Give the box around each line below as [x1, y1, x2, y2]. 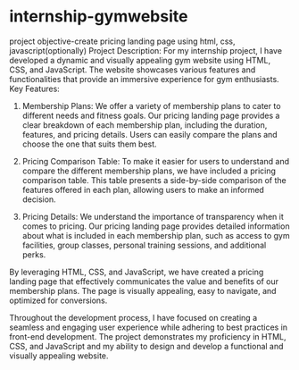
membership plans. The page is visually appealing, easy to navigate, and [9, 285, 277, 296]
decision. [21, 194, 56, 205]
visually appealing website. [9, 350, 109, 361]
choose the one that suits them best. [21, 139, 158, 149]
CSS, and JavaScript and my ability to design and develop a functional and [9, 341, 284, 351]
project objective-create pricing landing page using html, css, [9, 36, 236, 46]
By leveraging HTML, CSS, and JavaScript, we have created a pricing [9, 266, 264, 277]
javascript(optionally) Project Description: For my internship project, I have [9, 45, 283, 55]
